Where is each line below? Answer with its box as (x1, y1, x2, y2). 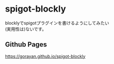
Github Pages (5, 40, 47, 49)
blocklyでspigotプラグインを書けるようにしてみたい (5, 20, 109, 26)
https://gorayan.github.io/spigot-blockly (5, 53, 86, 59)
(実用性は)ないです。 (5, 26, 46, 32)
